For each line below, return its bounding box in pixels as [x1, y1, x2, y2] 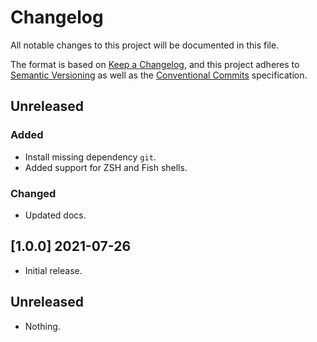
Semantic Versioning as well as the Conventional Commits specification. [10, 69, 308, 81]
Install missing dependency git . [24, 151, 157, 163]
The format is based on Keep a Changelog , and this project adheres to [10, 58, 300, 70]
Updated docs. [24, 209, 87, 221]
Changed [10, 186, 57, 200]
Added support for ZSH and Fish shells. [24, 161, 188, 173]
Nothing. [24, 320, 61, 332]
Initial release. [24, 264, 83, 276]
